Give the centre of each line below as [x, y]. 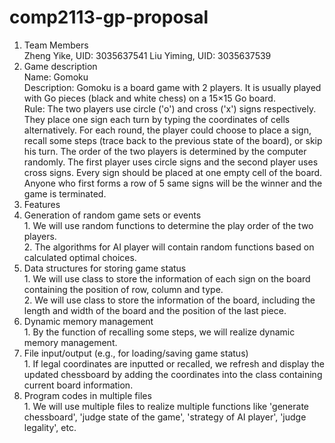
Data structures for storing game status [105, 268]
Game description [60, 66]
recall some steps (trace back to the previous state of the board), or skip [173, 140]
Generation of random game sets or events [112, 215]
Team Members [56, 45]
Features [42, 204]
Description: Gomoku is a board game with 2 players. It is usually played [172, 87]
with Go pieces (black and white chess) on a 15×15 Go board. [149, 98]
